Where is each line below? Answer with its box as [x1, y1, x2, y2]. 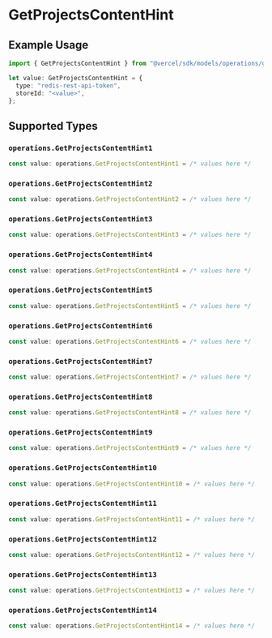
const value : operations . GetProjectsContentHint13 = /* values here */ [8, 586, 255, 595]
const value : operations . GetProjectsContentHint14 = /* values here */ [8, 622, 255, 630]
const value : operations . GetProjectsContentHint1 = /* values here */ [8, 160, 252, 168]
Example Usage [8, 38, 89, 52]
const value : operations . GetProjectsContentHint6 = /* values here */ [8, 337, 252, 345]
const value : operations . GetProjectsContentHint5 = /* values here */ [8, 302, 252, 310]
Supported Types [8, 119, 99, 133]
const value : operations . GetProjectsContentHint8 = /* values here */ [8, 409, 252, 417]
